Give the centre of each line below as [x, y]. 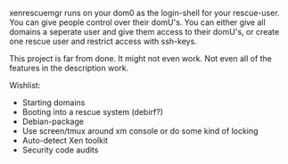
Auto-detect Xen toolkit [65, 140]
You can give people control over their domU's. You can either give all [137, 22]
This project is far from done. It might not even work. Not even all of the [140, 58]
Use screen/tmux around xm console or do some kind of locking [140, 131]
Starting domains [53, 102]
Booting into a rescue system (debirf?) [92, 112]
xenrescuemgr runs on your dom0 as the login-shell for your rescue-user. [144, 13]
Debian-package [53, 121]
